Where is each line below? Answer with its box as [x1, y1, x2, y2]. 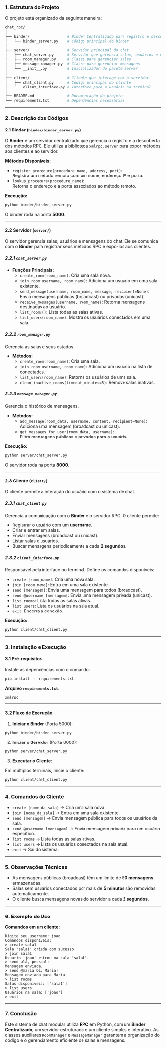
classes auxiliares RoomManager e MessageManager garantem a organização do [5, 1032, 160, 1038]
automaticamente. [12, 890, 49, 896]
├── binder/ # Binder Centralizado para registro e [5, 34, 149, 39]
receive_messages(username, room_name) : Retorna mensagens [19, 299, 145, 305]
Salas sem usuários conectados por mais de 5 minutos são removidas [12, 885, 156, 891]
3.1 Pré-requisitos [5, 655, 42, 661]
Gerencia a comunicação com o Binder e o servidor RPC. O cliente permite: [5, 513, 159, 519]
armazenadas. [12, 880, 41, 886]
